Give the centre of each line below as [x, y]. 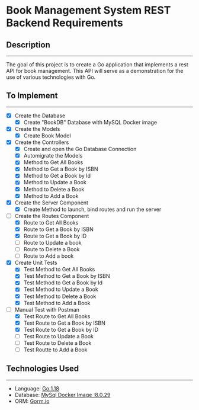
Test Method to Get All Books [59, 270]
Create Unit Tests [36, 263]
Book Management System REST [89, 10]
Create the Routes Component [52, 216]
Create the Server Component [52, 203]
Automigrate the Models [53, 156]
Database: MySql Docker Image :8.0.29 [62, 395]
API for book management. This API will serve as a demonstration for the [95, 71]
